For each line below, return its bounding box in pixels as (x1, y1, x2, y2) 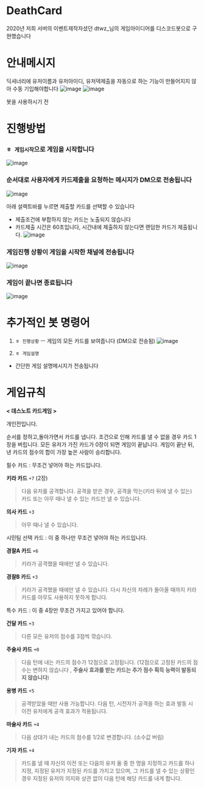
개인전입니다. (6, 420, 38, 428)
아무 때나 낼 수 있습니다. (21, 521, 79, 529)
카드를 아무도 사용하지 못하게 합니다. (21, 594, 108, 601)
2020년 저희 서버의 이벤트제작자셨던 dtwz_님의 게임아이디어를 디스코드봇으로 (6, 24, 191, 32)
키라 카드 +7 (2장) (6, 474, 48, 482)
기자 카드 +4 (6, 746, 35, 754)
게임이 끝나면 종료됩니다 (6, 278, 73, 287)
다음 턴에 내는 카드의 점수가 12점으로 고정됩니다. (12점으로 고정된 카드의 (21, 658, 192, 666)
